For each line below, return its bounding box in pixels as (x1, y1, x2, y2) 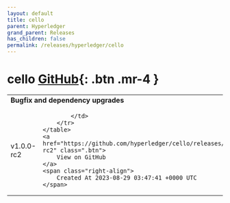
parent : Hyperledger (7, 23, 66, 29)
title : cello (7, 16, 44, 23)
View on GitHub (56, 153, 106, 161)
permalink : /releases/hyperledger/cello (7, 42, 125, 49)
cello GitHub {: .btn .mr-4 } (7, 71, 159, 87)
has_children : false (7, 36, 66, 43)
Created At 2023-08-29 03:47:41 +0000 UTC (56, 174, 197, 182)
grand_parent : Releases (7, 29, 75, 36)
